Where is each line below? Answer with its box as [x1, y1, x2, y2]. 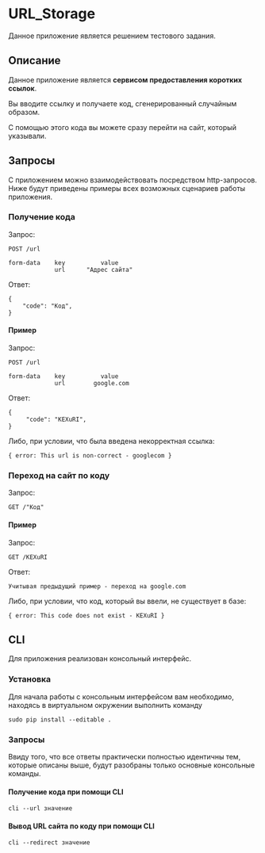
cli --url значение [8, 805, 73, 813]
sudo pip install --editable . [8, 715, 112, 724]
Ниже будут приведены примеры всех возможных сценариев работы [8, 183, 246, 193]
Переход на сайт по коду [8, 469, 110, 480]
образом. [8, 107, 40, 117]
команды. [8, 768, 41, 778]
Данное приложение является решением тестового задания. [8, 31, 216, 40]
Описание [8, 54, 61, 67]
